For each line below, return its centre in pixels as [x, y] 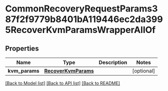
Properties [22, 48]
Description [113, 62]
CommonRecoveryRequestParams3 [81, 9]
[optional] [144, 71]
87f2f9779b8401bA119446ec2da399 [84, 19]
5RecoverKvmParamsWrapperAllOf [80, 30]
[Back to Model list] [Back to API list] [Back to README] [63, 83]
